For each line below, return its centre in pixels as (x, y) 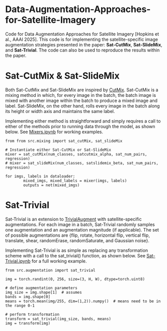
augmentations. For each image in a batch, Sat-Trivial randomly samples (80, 224)
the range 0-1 (20, 306)
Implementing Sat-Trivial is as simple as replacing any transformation (77, 250)
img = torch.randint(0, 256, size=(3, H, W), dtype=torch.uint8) (75, 279)
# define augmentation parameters (41, 288)
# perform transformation (32, 314)
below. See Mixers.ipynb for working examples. (54, 132)
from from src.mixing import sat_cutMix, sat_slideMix (64, 141)
